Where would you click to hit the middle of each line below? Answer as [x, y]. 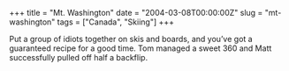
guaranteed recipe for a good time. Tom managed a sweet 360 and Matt [141, 48]
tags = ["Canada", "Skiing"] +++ [116, 22]
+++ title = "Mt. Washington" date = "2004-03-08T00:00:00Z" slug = [136, 13]
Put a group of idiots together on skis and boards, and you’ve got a [131, 39]
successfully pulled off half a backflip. [79, 57]
